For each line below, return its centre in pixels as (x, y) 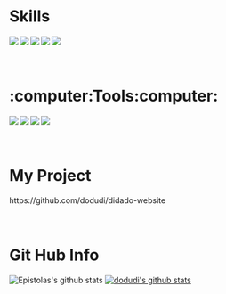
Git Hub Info (54, 255)
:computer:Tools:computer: (114, 96)
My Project (50, 176)
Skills (30, 16)
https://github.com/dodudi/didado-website (88, 200)
